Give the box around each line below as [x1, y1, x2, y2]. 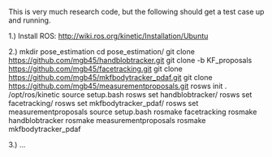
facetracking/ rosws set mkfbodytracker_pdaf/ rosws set [8, 99, 199, 108]
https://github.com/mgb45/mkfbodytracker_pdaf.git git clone [8, 73, 213, 82]
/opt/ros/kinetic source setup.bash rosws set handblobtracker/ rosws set [8, 90, 253, 100]
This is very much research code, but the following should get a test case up [8, 7, 265, 16]
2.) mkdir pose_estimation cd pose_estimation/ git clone [8, 47, 195, 56]
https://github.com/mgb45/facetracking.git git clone [8, 64, 183, 74]
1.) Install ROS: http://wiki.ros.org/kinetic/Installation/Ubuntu [8, 32, 209, 40]
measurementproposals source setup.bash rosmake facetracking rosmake [8, 107, 257, 117]
